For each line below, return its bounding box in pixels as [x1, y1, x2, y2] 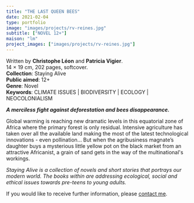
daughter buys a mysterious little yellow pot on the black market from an [6, 142, 182, 150]
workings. [6, 155, 31, 162]
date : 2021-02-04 [6, 14, 49, 20]
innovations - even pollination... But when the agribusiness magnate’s [6, 136, 174, 143]
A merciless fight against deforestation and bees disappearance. [6, 106, 170, 113]
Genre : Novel [6, 82, 39, 89]
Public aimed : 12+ [6, 76, 51, 83]
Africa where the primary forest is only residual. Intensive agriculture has [6, 124, 183, 131]
